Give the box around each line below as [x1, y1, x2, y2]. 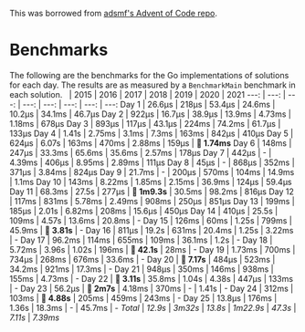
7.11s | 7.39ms [9, 312, 60, 323]
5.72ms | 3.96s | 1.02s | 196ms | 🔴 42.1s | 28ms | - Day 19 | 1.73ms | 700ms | [9, 244, 296, 254]
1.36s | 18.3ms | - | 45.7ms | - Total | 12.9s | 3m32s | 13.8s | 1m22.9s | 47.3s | [9, 302, 297, 313]
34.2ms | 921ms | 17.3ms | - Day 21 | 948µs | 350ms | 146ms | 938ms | [9, 264, 274, 275]
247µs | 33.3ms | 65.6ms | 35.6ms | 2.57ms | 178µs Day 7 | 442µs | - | [9, 147, 272, 158]
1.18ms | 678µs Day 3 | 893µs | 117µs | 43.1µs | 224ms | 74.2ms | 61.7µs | [9, 118, 281, 129]
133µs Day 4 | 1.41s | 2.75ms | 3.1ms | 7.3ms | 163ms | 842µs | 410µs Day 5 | [9, 128, 294, 139]
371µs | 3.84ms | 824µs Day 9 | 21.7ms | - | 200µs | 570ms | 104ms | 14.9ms [9, 166, 295, 177]
